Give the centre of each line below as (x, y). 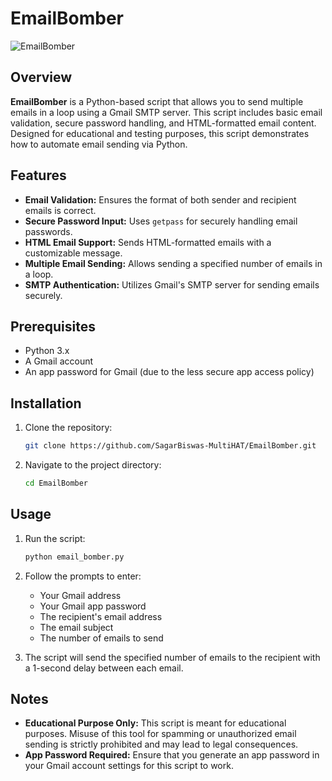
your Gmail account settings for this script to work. (129, 766)
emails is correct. (60, 210)
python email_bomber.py (74, 557)
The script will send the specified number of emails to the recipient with (172, 657)
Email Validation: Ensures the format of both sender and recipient (160, 199)
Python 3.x (47, 351)
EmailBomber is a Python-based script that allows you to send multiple (157, 101)
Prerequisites (53, 326)
